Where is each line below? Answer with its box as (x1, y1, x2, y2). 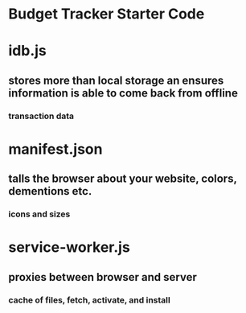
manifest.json (8, 140, 103, 158)
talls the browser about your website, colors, (8, 172, 237, 186)
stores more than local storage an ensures (8, 73, 224, 87)
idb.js (8, 42, 47, 60)
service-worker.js (8, 238, 130, 257)
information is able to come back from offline (8, 86, 239, 100)
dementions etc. (8, 184, 92, 198)
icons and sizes (8, 208, 71, 220)
